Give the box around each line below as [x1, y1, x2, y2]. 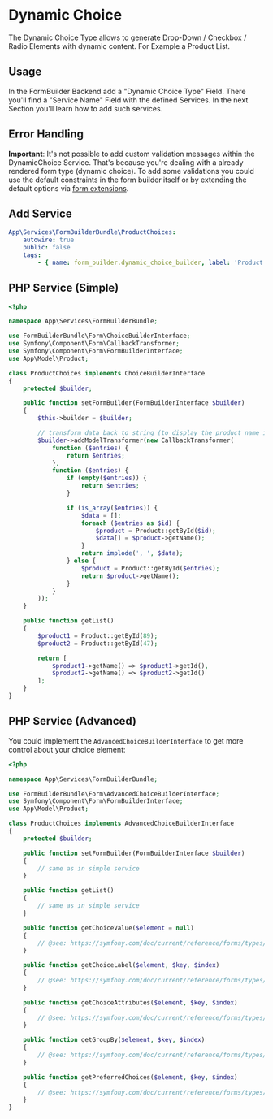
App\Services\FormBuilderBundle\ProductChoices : [8, 228, 176, 236]
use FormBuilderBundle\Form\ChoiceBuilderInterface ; [8, 332, 191, 340]
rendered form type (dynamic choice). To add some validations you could [8, 166, 254, 176]
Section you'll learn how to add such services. [8, 103, 163, 113]
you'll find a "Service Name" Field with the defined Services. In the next [8, 95, 249, 105]
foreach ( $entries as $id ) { [80, 518, 180, 527]
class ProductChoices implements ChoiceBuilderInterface [8, 369, 206, 377]
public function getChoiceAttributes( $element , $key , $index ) [23, 998, 238, 1007]
